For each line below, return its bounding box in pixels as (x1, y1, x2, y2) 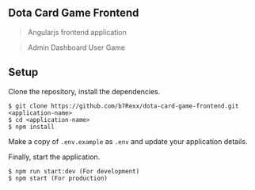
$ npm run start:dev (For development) (8, 167, 140, 175)
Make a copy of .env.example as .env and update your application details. (8, 136, 248, 146)
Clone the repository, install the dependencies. (8, 86, 161, 96)
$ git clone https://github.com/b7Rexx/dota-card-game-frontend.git (8, 102, 239, 110)
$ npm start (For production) (8, 174, 108, 182)
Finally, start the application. (8, 152, 101, 161)
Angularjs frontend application (27, 27, 127, 36)
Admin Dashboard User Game (27, 43, 125, 52)
